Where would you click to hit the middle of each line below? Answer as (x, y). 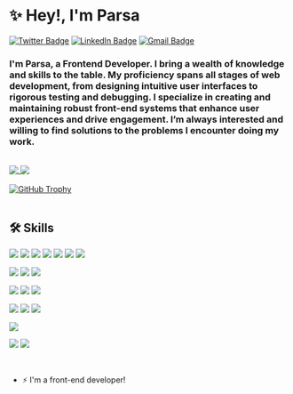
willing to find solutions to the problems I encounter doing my (144, 130)
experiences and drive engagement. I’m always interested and (146, 119)
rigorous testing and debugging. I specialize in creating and (140, 97)
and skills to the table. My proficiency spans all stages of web (145, 75)
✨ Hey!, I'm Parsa (75, 16)
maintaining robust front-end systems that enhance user (135, 108)
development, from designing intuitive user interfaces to (134, 85)
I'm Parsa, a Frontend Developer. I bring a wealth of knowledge (147, 63)
